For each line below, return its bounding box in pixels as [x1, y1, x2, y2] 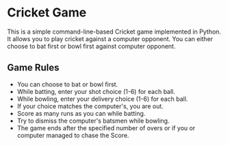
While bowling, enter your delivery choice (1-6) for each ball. [16, 95, 188, 103]
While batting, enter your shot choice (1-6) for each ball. [16, 87, 176, 95]
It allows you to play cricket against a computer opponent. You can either [7, 34, 214, 42]
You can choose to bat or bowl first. [16, 80, 118, 88]
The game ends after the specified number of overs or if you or [16, 123, 196, 132]
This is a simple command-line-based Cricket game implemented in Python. [7, 27, 221, 36]
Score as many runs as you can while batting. [16, 109, 146, 117]
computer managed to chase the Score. [16, 131, 129, 139]
